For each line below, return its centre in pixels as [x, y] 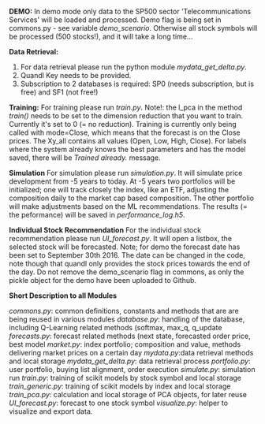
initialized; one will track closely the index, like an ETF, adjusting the [119, 190]
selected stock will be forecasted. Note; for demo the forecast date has [125, 247]
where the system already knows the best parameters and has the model [128, 149]
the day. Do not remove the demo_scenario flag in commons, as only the [127, 272]
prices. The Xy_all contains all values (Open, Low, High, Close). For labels [128, 141]
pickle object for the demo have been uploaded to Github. [103, 280]
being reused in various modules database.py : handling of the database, [127, 319]
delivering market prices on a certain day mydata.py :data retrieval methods [131, 353]
